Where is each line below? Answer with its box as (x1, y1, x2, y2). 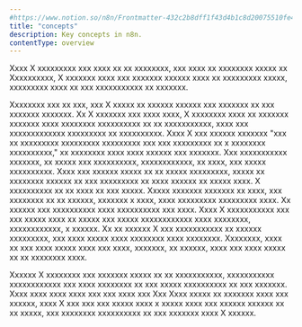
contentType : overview (9, 38, 94, 48)
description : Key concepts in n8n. (9, 30, 143, 39)
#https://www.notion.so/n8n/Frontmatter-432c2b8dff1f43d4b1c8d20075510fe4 (9, 13, 296, 22)
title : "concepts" (9, 22, 78, 31)
